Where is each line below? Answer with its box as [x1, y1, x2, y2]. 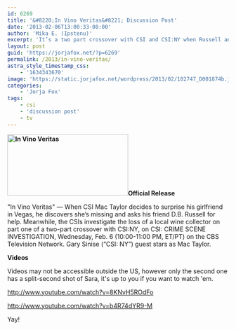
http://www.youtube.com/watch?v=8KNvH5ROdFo [7, 288, 154, 296]
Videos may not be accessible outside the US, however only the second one [7, 267, 228, 275]
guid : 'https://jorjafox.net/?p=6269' [7, 50, 121, 57]
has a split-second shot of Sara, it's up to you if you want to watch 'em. [7, 274, 214, 282]
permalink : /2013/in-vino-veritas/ [7, 56, 112, 63]
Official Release [128, 188, 176, 197]
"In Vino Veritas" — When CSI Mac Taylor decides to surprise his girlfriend [7, 202, 223, 211]
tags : [7, 95, 23, 102]
